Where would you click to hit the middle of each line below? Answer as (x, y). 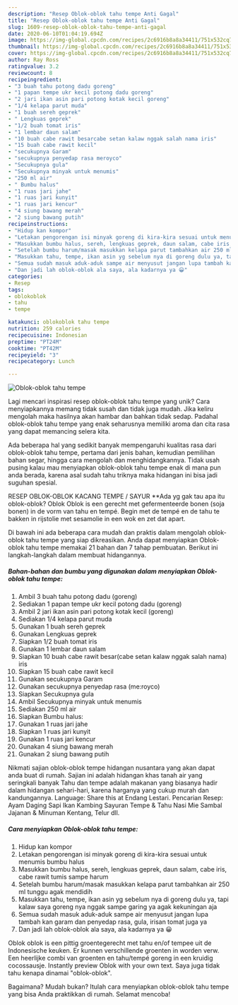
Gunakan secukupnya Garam (60, 679)
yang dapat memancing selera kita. (59, 432)
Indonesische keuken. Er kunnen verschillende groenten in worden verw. (114, 951)
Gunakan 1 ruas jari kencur (57, 739)
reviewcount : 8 (30, 73)
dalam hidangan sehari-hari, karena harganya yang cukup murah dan (108, 790)
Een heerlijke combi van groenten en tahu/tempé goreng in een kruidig (111, 958)
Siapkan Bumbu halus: (51, 717)
